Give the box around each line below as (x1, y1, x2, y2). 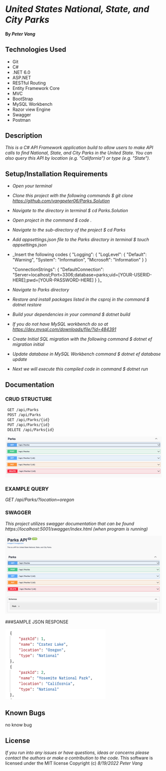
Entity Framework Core (12, 85, 60, 91)
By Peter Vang (5, 31, 36, 37)
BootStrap (12, 96, 33, 102)
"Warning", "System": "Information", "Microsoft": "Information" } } (12, 257, 147, 263)
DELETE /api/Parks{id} (7, 427, 55, 432)
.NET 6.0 (12, 69, 31, 75)
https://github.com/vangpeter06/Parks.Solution (12, 198, 110, 204)
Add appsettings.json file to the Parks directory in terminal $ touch (12, 237, 149, 243)
